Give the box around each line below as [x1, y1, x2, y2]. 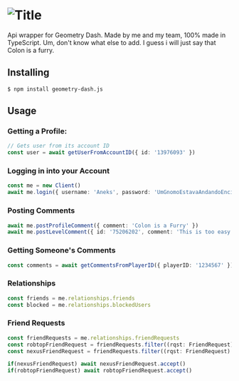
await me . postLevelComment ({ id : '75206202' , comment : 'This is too [7, 228, 215, 235]
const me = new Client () [7, 182, 81, 189]
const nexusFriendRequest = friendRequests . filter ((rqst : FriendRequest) [7, 347, 231, 355]
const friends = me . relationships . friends [7, 295, 135, 302]
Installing [7, 66, 50, 78]
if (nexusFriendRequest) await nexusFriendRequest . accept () [7, 360, 186, 367]
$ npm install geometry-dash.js [7, 86, 103, 93]
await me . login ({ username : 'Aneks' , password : [7, 189, 152, 196]
